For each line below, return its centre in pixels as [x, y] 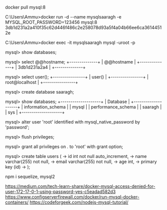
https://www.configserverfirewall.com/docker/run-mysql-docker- [72, 197]
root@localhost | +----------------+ [42, 82]
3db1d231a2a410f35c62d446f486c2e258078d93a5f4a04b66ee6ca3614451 [83, 27]
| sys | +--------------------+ [35, 112]
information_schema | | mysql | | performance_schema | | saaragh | [93, 107]
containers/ [17, 202]
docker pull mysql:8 [25, 7]
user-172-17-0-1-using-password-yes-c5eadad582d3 [61, 191]
